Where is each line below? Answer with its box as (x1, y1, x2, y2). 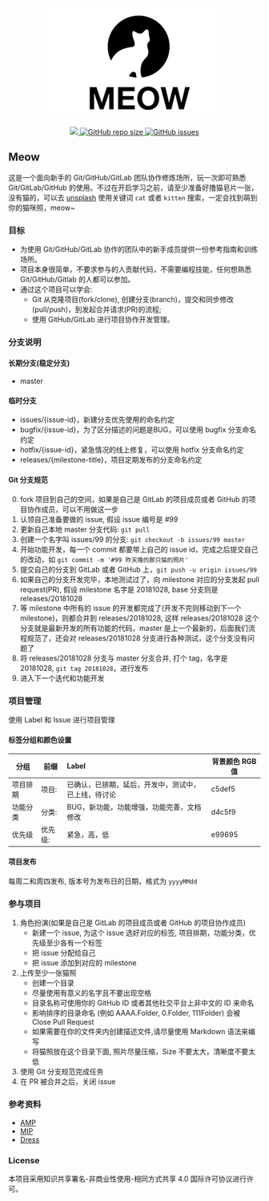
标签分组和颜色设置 (8, 734, 72, 744)
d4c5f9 (211, 807, 236, 816)
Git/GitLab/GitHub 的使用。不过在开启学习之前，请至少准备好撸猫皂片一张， (8, 183, 259, 192)
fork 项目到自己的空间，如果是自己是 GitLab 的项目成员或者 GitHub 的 (19, 494, 250, 503)
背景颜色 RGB (211, 756, 257, 766)
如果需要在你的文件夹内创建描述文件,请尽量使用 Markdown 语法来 (31, 1027, 249, 1037)
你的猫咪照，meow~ (8, 203, 76, 212)
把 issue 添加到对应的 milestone (31, 958, 137, 968)
